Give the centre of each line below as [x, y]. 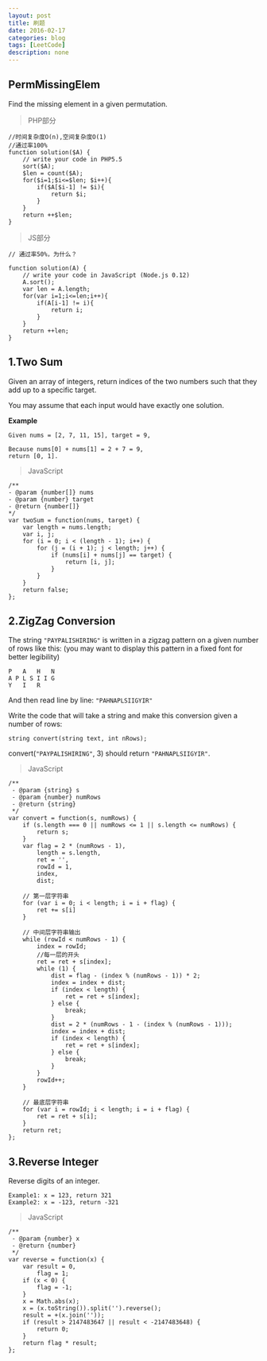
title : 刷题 [27, 23]
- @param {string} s [46, 791]
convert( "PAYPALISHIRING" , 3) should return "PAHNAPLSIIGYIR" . [109, 753]
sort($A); [39, 166]
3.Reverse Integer [54, 1162]
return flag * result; [60, 1344]
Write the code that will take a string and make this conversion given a [123, 716]
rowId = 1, [55, 867]
